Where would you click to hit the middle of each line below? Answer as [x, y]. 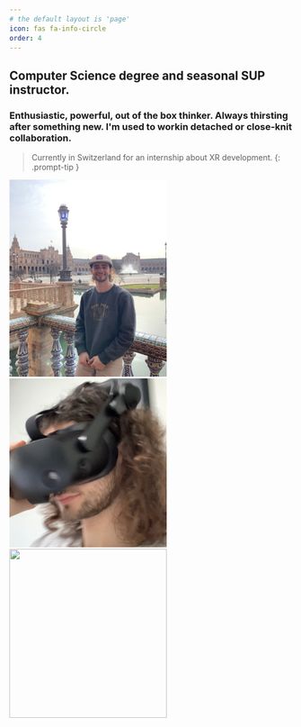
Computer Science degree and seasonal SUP [137, 75]
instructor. [40, 90]
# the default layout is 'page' [70, 19]
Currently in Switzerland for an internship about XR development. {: [156, 158]
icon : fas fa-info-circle [58, 28]
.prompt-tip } [55, 168]
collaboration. [40, 138]
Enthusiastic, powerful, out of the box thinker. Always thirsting [149, 115]
